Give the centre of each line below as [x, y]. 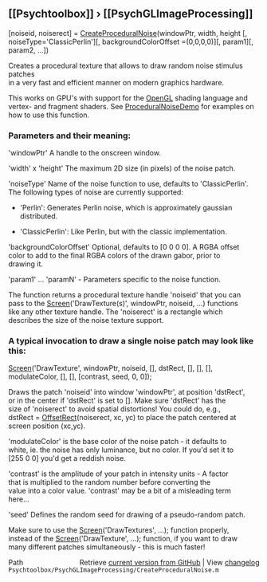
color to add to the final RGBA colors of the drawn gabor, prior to [114, 256]
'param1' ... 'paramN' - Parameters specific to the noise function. [114, 280]
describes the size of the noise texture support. [86, 320]
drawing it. [26, 264]
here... [19, 499]
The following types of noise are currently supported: [96, 192]
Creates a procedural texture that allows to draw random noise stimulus [126, 65]
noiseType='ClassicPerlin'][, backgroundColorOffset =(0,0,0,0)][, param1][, [131, 41]
